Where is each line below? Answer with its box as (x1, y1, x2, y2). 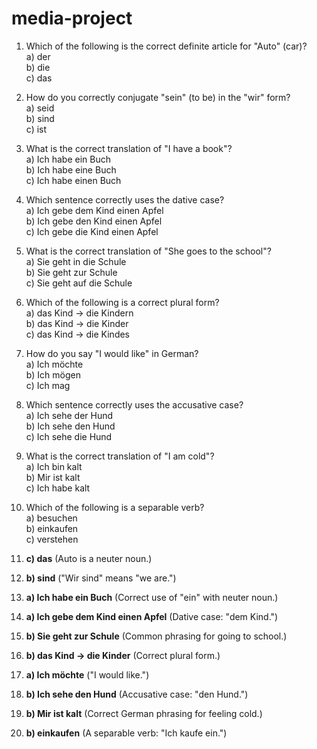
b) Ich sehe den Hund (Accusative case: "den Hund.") (25, 688, 249, 700)
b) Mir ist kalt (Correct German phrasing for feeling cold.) (25, 707, 263, 719)
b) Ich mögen (25, 368, 81, 381)
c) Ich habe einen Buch (25, 174, 122, 186)
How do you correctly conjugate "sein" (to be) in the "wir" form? (25, 91, 291, 103)
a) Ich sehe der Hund (25, 409, 114, 421)
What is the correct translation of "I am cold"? (25, 450, 215, 462)
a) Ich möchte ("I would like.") (25, 668, 150, 681)
